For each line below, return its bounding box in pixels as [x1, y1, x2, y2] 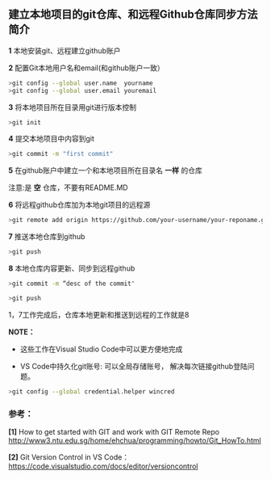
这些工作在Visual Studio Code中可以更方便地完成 [19, 344, 183, 354]
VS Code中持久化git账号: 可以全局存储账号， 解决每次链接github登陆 [19, 361, 248, 371]
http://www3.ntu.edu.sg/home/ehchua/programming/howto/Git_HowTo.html [8, 435, 261, 445]
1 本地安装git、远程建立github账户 [8, 45, 121, 55]
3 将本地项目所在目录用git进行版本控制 [8, 102, 137, 111]
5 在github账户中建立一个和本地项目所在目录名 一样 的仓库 [8, 166, 203, 175]
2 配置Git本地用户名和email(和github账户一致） [8, 63, 165, 73]
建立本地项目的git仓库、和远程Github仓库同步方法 [8, 7, 258, 22]
